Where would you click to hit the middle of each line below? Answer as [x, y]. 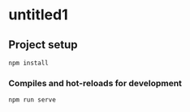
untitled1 [39, 15]
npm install [28, 63]
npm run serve [32, 100]
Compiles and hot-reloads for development [95, 83]
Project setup [43, 45]
